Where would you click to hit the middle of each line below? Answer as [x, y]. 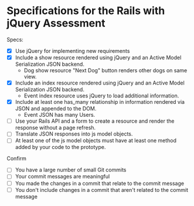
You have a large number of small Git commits [71, 170]
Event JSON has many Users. [59, 115]
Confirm [17, 158]
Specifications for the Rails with [86, 11]
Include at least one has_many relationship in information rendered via [100, 102]
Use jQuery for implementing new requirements [72, 50]
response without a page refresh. [55, 128]
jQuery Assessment [56, 23]
